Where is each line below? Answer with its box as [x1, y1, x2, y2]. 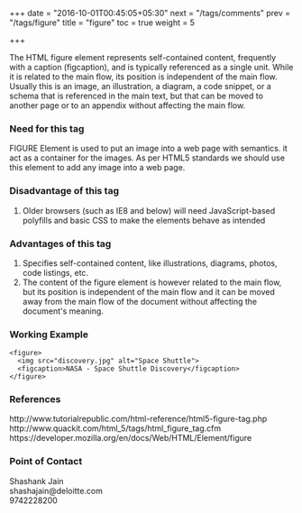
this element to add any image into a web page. [9, 162, 186, 173]
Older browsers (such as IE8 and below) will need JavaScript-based [22, 205, 276, 215]
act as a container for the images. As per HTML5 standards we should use [9, 152, 286, 163]
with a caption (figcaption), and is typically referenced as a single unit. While [9, 62, 294, 72]
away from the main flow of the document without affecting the [22, 296, 258, 307]
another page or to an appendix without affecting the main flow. [9, 100, 246, 111]
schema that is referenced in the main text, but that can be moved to [9, 90, 264, 101]
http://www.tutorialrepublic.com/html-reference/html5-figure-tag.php [9, 414, 268, 425]
